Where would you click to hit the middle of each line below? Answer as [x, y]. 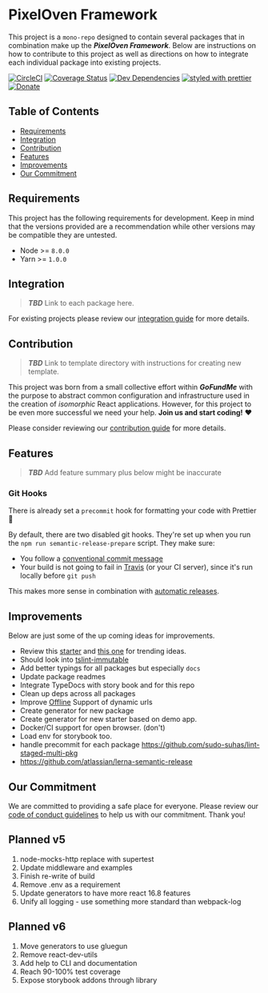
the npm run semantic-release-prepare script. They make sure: [112, 543]
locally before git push [58, 576]
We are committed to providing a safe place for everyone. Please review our [133, 806]
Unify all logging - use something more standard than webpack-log [130, 901]
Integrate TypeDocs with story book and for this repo [107, 685]
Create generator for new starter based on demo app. [108, 719]
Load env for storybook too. [66, 736]
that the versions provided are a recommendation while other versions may [132, 226]
